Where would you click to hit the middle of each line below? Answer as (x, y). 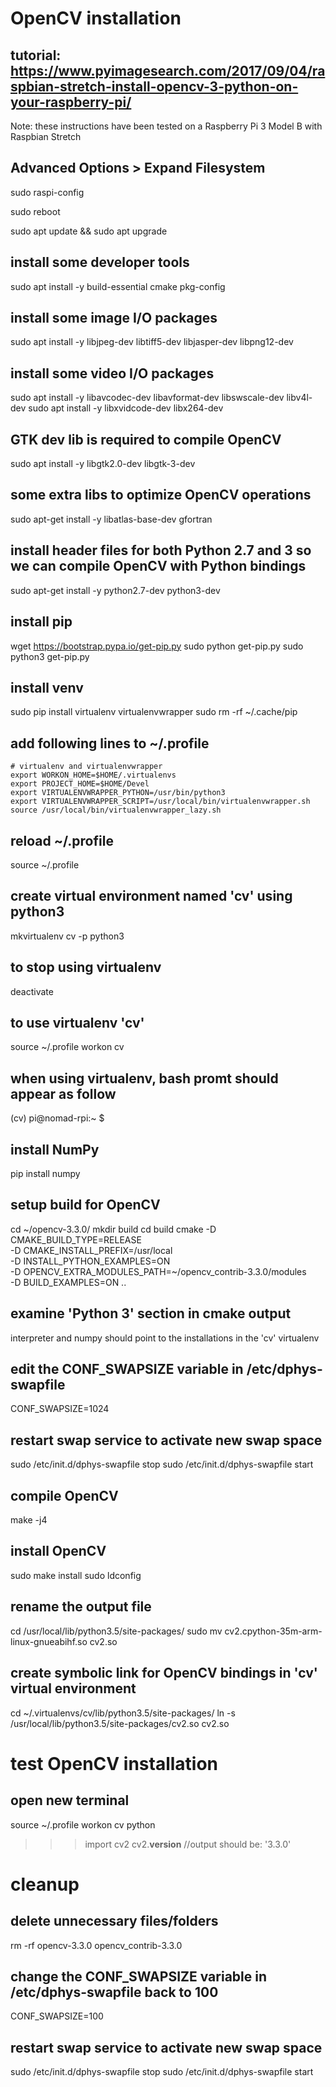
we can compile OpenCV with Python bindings (158, 566)
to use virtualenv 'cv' (77, 1022)
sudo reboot (35, 211)
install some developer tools (100, 262)
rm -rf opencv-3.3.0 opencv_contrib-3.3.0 (96, 1945)
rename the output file (81, 1607)
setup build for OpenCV (85, 1205)
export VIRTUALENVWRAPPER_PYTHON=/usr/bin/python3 (118, 793)
